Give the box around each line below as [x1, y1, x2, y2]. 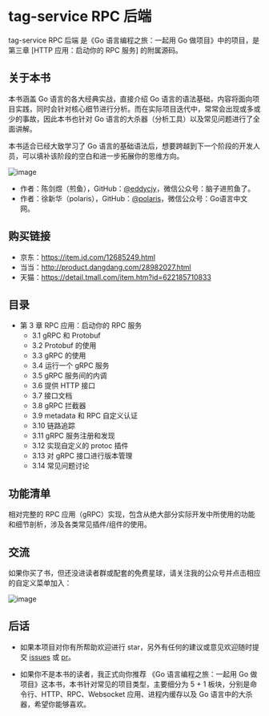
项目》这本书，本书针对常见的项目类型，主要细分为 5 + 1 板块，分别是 [19, 679, 251, 689]
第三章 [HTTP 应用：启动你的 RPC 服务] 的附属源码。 [8, 45, 183, 55]
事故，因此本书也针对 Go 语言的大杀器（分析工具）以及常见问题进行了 [22, 114, 254, 123]
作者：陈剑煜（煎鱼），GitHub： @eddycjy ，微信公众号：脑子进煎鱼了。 [19, 184, 255, 193]
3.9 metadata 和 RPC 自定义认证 [31, 411, 139, 421]
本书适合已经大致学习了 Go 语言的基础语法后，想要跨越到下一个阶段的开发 [8, 141, 254, 151]
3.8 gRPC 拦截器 [31, 401, 86, 411]
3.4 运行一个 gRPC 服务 [31, 361, 110, 370]
